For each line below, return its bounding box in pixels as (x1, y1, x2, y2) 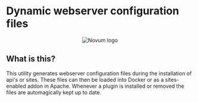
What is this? (6, 54, 56, 64)
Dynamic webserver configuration (6, 4, 180, 18)
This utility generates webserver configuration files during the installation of (6, 70, 192, 77)
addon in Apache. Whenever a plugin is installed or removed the (27, 82, 184, 89)
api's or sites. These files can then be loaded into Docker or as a (6, 76, 164, 83)
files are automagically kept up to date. (6, 88, 102, 96)
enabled (6, 82, 26, 89)
